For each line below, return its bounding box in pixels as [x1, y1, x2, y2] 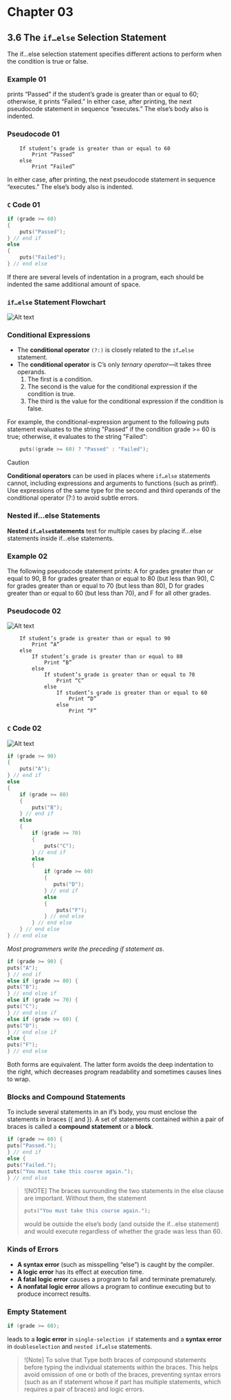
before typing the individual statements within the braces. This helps [23, 1363, 219, 1371]
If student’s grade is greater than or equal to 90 [19, 635, 170, 642]
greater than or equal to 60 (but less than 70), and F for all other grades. [7, 589, 212, 597]
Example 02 [7, 551, 48, 561]
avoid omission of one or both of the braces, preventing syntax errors [23, 1370, 221, 1379]
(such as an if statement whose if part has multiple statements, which [23, 1377, 221, 1386]
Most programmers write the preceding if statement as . [7, 945, 165, 953]
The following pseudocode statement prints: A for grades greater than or [7, 566, 213, 575]
